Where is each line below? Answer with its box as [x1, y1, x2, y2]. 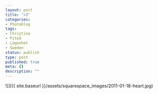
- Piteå [5, 36, 22, 41]
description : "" [5, 69, 39, 74]
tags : [5, 26, 17, 32]
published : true [5, 59, 39, 65]
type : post [5, 54, 28, 60]
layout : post [5, 7, 33, 13]
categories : [5, 17, 30, 22]
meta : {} [5, 64, 24, 69]
